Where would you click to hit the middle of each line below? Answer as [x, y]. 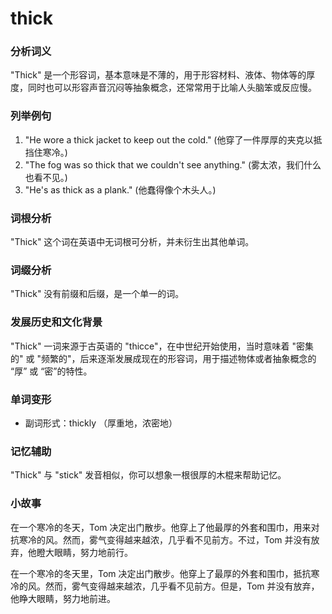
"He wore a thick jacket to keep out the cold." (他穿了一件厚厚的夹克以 [169, 139]
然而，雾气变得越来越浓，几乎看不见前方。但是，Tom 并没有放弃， [182, 586]
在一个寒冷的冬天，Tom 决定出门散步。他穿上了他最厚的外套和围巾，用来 [161, 527]
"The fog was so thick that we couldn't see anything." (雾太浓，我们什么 [173, 164]
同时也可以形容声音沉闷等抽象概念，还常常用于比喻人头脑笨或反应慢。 [172, 88]
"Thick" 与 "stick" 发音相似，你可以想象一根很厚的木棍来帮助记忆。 [148, 475]
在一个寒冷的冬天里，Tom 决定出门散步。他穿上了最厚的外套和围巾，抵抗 [161, 573]
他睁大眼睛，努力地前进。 [63, 598]
